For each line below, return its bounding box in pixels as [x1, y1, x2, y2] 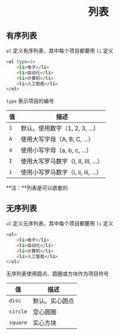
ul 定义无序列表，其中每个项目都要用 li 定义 [6, 220, 114, 227]
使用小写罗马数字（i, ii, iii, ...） [21, 168, 103, 177]
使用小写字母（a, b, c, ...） [21, 146, 93, 154]
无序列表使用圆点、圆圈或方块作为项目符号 [6, 270, 109, 278]
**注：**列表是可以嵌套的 [6, 184, 69, 191]
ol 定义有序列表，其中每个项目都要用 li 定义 [6, 48, 114, 54]
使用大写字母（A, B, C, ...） [21, 136, 94, 144]
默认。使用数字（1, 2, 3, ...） [21, 124, 100, 133]
